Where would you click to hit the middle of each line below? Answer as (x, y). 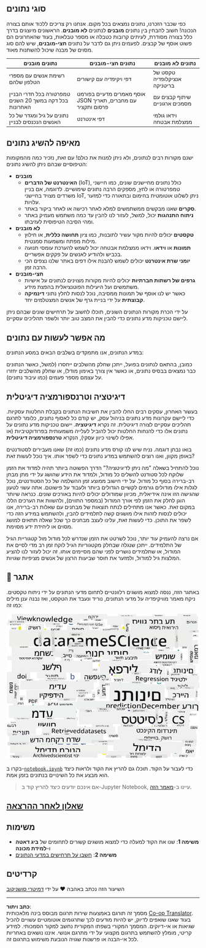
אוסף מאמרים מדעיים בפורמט (111, 94)
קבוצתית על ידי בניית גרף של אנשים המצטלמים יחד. (85, 300)
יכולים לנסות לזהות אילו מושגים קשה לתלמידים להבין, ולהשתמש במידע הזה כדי (97, 513)
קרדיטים (22, 874)
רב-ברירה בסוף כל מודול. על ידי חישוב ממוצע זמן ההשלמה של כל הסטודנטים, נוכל (101, 481)
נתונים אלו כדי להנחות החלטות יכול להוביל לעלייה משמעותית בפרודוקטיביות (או (97, 431)
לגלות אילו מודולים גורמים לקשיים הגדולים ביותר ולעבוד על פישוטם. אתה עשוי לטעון (102, 487)
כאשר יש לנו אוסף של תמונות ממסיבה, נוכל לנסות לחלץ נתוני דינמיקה (105, 293)
